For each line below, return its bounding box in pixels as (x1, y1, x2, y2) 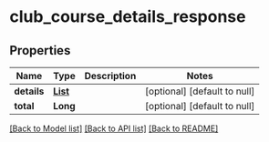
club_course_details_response (9, 6, 246, 27)
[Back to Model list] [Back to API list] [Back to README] (9, 123, 219, 134)
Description (84, 70, 137, 82)
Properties (9, 43, 71, 58)
